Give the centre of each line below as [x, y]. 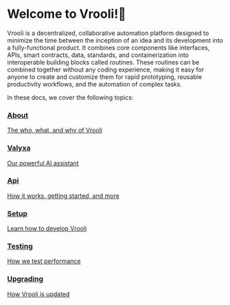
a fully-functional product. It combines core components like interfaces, [108, 47]
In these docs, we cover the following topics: [70, 97]
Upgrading [25, 279]
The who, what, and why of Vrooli [55, 131]
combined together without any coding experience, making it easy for [106, 69]
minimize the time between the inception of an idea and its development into [115, 40]
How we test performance [44, 261]
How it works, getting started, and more [64, 196]
